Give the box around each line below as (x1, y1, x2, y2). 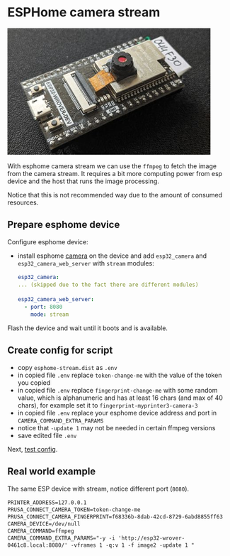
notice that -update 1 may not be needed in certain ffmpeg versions (17, 423, 216, 432)
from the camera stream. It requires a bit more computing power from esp (7, 169, 223, 178)
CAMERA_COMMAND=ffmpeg (7, 527, 74, 535)
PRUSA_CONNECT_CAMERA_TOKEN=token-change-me (7, 506, 141, 513)
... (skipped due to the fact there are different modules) (17, 281, 199, 288)
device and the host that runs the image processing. (7, 177, 159, 185)
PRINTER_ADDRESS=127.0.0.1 (7, 498, 87, 506)
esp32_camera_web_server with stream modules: (17, 258, 154, 267)
